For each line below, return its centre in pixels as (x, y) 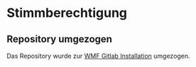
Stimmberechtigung (67, 13)
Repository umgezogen (60, 39)
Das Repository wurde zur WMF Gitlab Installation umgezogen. (98, 56)
